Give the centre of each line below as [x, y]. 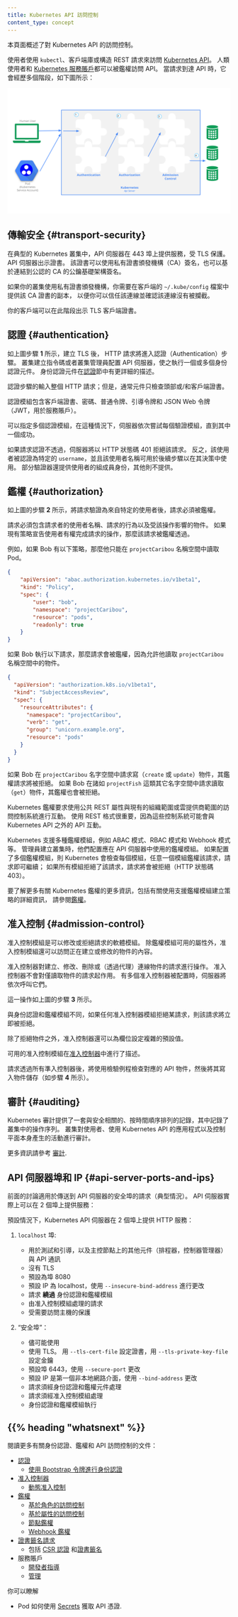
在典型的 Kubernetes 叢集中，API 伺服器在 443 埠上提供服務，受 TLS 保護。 [118, 254]
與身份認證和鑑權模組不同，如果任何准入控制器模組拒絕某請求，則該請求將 [116, 1014]
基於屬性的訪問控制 [56, 1513]
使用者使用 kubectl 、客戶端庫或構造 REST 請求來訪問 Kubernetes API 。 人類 [119, 60]
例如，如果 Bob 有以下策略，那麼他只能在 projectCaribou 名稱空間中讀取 [113, 549]
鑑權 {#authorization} [56, 492]
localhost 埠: [37, 1235]
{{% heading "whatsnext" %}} [76, 1427]
